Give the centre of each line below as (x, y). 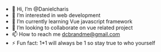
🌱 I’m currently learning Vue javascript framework (72, 21)
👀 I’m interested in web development (56, 15)
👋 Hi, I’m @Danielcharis (40, 9)
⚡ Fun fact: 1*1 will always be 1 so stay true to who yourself (83, 43)
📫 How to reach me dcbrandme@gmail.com (66, 34)
